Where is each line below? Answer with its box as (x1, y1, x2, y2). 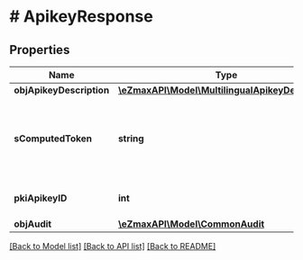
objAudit (14, 218, 52, 230)
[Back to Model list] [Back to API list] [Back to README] (9, 241, 216, 251)
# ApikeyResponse (9, 6, 153, 27)
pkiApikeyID (14, 192, 68, 204)
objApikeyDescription (14, 84, 110, 96)
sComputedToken (14, 132, 93, 145)
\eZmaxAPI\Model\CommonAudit (117, 218, 265, 230)
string (117, 132, 144, 145)
